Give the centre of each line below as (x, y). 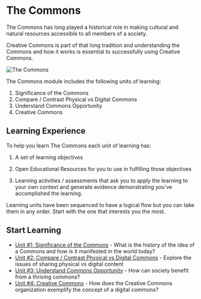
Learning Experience (46, 131)
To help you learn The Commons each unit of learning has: (79, 146)
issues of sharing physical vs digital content (69, 264)
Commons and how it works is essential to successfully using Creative (93, 51)
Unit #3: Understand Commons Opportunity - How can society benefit (102, 270)
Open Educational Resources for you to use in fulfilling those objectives (103, 168)
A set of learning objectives (49, 157)
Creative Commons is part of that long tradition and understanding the (93, 45)
